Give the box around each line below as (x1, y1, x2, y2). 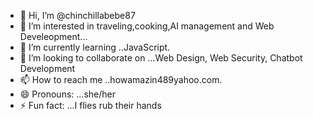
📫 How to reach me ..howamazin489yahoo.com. (19, 74, 223, 85)
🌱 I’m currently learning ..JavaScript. (19, 41, 171, 53)
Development (19, 63, 76, 74)
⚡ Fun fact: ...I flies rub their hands (19, 100, 162, 111)
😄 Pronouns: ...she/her (19, 88, 116, 100)
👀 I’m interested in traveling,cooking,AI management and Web (19, 20, 275, 32)
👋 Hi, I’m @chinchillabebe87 (19, 10, 136, 21)
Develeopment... (19, 31, 88, 42)
